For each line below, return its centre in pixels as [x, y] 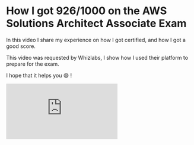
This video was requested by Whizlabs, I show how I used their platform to [97, 57]
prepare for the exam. [33, 64]
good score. [21, 46]
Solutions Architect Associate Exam [96, 23]
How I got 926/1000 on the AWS [87, 11]
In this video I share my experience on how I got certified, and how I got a [96, 40]
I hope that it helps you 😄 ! [39, 75]
